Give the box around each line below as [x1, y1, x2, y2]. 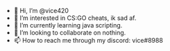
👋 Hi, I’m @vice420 [13, 7, 69, 14]
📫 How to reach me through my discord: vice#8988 [13, 37, 163, 44]
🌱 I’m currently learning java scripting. [13, 21, 123, 29]
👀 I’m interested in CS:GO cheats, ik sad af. [13, 14, 137, 22]
